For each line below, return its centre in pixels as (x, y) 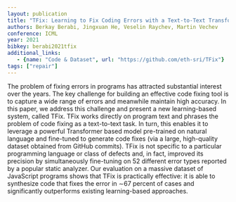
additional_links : (34, 53)
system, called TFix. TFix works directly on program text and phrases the (113, 116)
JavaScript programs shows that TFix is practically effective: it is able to (111, 176)
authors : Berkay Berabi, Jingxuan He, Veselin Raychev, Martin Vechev (113, 27)
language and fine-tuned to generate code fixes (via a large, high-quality (113, 139)
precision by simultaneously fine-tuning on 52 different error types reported (117, 161)
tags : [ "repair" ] (33, 66)
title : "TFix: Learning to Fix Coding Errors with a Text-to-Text (106, 20)
